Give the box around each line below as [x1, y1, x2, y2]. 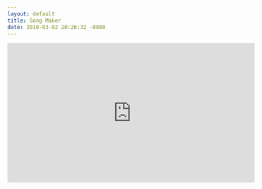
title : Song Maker [7, 17, 61, 24]
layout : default [7, 10, 55, 18]
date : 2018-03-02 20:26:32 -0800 [7, 23, 106, 30]
